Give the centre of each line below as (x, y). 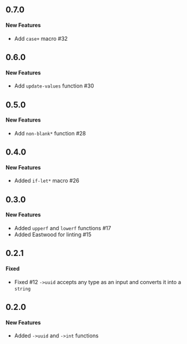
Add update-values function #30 (54, 86)
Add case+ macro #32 (41, 38)
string (22, 289)
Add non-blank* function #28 (50, 133)
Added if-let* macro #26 (47, 181)
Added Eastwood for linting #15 (53, 234)
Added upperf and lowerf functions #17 (62, 228)
